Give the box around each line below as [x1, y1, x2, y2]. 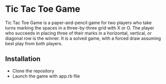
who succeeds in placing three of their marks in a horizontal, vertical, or [5, 30, 152, 36]
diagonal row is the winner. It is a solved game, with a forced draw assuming [5, 35, 161, 41]
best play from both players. [5, 40, 63, 46]
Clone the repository [12, 68, 55, 74]
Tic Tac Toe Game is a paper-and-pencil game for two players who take [5, 20, 152, 26]
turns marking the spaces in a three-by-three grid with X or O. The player [5, 25, 155, 30]
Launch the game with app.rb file [12, 73, 80, 79]
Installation [5, 55, 41, 63]
